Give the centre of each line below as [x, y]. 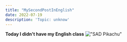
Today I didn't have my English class [45, 34]
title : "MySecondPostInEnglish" [40, 10]
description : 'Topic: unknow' [38, 19]
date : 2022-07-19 [24, 15]
